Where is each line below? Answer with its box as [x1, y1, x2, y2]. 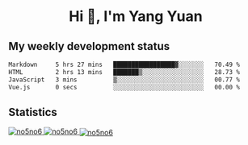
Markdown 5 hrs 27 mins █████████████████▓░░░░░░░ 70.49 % [8, 60, 241, 68]
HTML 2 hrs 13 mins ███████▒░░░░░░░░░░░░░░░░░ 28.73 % [8, 68, 241, 76]
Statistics [8, 105, 58, 119]
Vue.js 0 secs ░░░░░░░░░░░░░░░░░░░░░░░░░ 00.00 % [8, 83, 241, 91]
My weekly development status [8, 39, 170, 53]
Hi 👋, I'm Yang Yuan [68, 7, 204, 26]
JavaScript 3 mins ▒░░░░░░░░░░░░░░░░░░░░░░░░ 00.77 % [8, 76, 241, 84]
